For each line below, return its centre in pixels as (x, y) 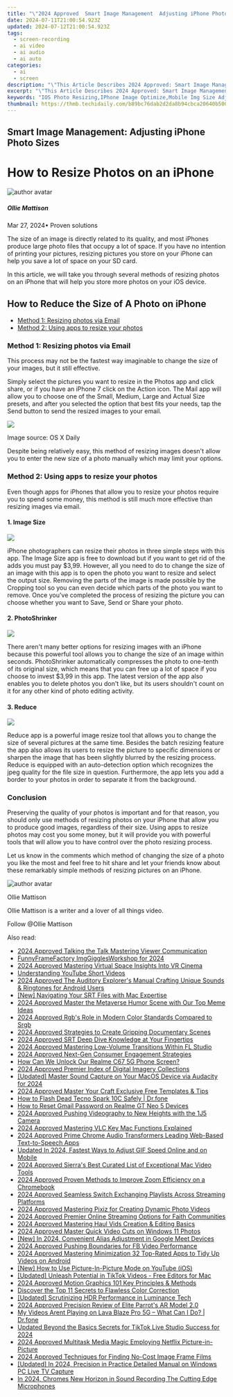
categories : (24, 65)
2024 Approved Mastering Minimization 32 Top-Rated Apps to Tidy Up (118, 1253)
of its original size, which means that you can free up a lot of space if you (112, 669)
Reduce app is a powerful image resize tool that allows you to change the (112, 735)
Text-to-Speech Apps (48, 1143)
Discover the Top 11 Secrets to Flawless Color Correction (98, 1290)
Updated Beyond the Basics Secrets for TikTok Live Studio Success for (118, 1328)
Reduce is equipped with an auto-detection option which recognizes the (110, 765)
